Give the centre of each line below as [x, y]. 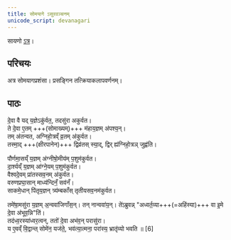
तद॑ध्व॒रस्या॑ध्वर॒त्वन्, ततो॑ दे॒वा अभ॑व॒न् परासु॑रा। [57, 221]
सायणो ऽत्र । [21, 40]
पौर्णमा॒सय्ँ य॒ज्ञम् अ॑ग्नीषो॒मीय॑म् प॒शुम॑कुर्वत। [52, 159]
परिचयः [19, 64]
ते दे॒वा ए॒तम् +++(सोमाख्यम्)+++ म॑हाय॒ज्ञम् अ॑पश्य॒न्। [67, 129]
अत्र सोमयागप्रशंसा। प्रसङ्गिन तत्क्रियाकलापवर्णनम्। [65, 81]
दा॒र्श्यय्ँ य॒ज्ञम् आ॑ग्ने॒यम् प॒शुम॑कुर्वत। [44, 167]
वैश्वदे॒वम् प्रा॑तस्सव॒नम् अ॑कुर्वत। [41, 175]
